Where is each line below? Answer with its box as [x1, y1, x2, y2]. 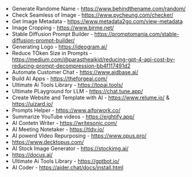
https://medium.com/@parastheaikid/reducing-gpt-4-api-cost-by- [11, 56, 175, 63]
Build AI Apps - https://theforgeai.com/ [11, 75, 108, 82]
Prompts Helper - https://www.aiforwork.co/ [11, 107, 121, 114]
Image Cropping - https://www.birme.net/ [11, 24, 114, 31]
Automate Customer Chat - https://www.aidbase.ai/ [11, 69, 139, 75]
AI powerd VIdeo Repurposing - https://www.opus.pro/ [11, 132, 147, 139]
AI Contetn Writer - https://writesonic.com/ [11, 120, 117, 126]
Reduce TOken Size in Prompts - [11, 50, 92, 56]
